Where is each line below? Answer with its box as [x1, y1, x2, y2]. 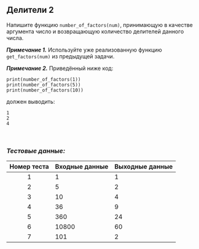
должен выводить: [6, 98, 55, 105]
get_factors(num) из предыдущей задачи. [6, 52, 115, 60]
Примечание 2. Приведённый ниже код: [6, 64, 114, 72]
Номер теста [9, 163, 49, 171]
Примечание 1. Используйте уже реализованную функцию [6, 46, 163, 53]
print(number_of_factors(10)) [6, 87, 84, 93]
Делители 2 [6, 5, 54, 15]
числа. [6, 34, 24, 42]
